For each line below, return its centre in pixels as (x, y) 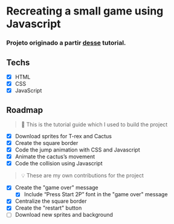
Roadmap (25, 110)
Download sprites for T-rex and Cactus (63, 136)
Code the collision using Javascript (59, 164)
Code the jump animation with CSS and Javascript (77, 150)
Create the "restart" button (48, 208)
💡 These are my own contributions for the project (82, 176)
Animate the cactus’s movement (55, 157)
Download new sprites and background (64, 215)
